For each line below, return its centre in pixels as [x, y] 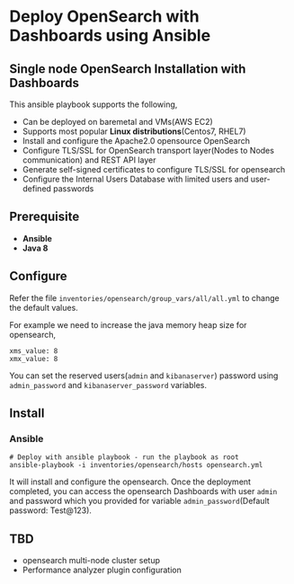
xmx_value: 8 [34, 358]
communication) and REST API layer [89, 160]
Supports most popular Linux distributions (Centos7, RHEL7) [134, 131]
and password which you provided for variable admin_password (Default [139, 501]
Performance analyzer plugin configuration [102, 570]
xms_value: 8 [34, 351]
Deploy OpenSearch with [104, 17]
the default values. [44, 307]
